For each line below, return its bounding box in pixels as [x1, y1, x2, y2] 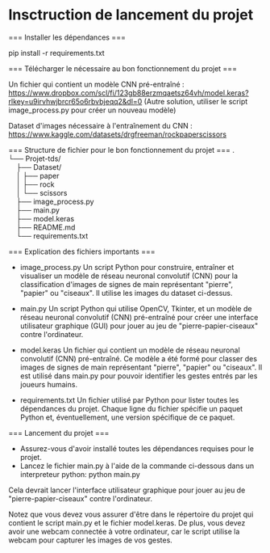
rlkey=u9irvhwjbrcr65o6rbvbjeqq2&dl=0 [8, 96, 143, 106]
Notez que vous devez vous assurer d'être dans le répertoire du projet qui [8, 509, 254, 519]
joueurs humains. [19, 379, 78, 389]
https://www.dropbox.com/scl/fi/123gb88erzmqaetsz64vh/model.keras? [8, 87, 249, 98]
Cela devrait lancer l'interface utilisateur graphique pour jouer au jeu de [8, 485, 246, 495]
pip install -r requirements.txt [8, 48, 105, 57]
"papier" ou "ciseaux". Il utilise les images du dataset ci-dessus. [19, 288, 233, 298]
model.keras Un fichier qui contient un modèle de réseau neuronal [19, 345, 240, 355]
